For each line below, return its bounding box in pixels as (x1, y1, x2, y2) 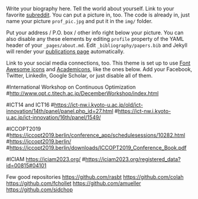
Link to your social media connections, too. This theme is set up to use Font (6, 59, 191, 66)
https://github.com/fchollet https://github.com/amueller (6, 180, 141, 187)
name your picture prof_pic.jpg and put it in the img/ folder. (6, 18, 153, 24)
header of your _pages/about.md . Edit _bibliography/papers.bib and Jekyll (6, 41, 188, 49)
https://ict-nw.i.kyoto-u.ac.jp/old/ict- (54, 101, 143, 108)
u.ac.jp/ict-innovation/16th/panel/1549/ (6, 114, 101, 121)
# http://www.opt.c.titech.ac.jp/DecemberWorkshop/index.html (6, 90, 159, 97)
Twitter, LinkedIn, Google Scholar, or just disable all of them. (6, 72, 153, 79)
